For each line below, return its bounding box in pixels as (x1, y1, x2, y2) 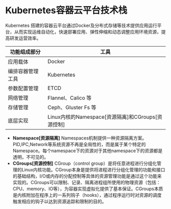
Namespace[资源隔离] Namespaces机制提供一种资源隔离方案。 (12, 135, 147, 141)
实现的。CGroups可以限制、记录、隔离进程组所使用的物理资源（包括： (12, 179, 161, 185)
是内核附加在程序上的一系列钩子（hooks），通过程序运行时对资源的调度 (12, 192, 162, 198)
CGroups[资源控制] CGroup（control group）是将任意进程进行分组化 (12, 160, 157, 166)
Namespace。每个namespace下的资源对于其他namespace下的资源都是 (12, 148, 163, 154)
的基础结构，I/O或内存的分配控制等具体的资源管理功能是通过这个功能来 (12, 173, 162, 179)
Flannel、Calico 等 (47, 94, 92, 101)
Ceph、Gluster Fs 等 (47, 103, 97, 111)
